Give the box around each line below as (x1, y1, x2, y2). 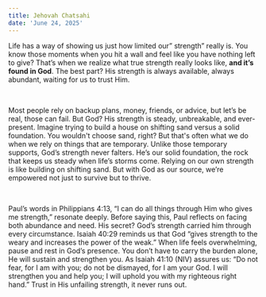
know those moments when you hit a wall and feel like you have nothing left (8, 49, 256, 59)
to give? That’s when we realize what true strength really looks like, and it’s (8, 57, 254, 67)
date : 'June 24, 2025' (8, 19, 83, 27)
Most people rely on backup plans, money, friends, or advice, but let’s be (8, 105, 247, 115)
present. (8, 122, 36, 132)
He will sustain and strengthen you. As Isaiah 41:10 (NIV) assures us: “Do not (8, 254, 258, 264)
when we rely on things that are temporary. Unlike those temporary (8, 139, 228, 148)
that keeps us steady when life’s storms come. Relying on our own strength (8, 156, 254, 165)
